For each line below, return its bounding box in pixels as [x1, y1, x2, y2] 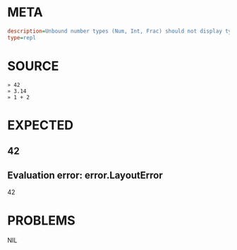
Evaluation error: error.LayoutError [7, 169, 164, 181]
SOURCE [7, 58, 59, 74]
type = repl [7, 34, 37, 41]
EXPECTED [7, 117, 74, 133]
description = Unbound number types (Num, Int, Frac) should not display [7, 28, 222, 35]
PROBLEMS [7, 213, 75, 229]
